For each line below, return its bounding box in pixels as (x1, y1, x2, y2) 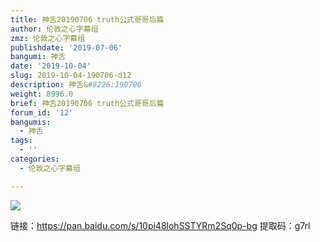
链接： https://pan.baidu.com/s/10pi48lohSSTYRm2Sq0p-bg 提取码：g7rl (10, 219, 311, 231)
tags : (10, 136, 33, 146)
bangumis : (10, 117, 52, 127)
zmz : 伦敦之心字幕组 (10, 33, 86, 43)
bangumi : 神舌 (10, 52, 67, 62)
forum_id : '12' (10, 107, 74, 118)
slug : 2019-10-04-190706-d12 (10, 71, 132, 81)
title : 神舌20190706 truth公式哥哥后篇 (10, 14, 165, 25)
